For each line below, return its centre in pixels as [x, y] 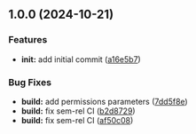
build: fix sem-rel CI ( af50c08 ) [77, 120]
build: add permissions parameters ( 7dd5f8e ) [104, 101]
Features [28, 40]
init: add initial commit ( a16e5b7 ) [81, 59]
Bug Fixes [30, 82]
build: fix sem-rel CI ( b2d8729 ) [78, 111]
